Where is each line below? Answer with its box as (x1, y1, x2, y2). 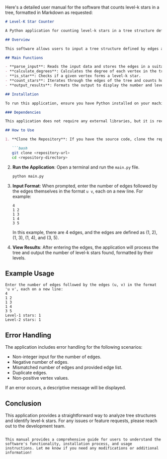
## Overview (5, 37, 30, 42)
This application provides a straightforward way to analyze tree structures (5, 412, 157, 418)
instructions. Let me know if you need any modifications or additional (5, 446, 159, 451)
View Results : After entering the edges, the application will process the (12, 244, 159, 250)
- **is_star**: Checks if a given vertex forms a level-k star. (5, 73, 141, 79)
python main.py (12, 174, 44, 179)
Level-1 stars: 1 (5, 313, 41, 318)
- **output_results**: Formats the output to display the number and (5, 82, 153, 88)
